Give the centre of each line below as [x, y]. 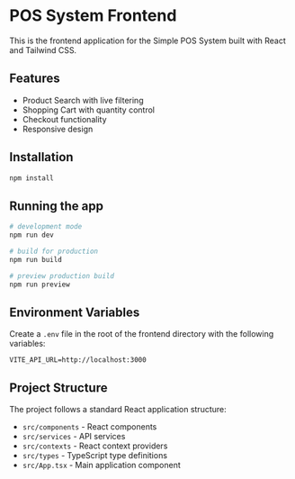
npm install [31, 178]
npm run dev [31, 235]
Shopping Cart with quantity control [89, 110]
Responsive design [58, 129]
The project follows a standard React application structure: [118, 410]
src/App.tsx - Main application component [102, 465]
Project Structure [58, 388]
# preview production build [62, 276]
